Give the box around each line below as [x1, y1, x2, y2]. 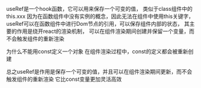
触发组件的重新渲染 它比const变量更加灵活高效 [6, 75, 122, 83]
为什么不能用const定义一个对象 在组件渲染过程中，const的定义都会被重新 [6, 48, 188, 55]
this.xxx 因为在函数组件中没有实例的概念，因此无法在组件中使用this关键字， [6, 13, 194, 20]
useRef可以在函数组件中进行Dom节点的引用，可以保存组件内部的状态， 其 [6, 20, 190, 27]
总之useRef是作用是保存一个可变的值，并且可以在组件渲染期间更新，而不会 [6, 68, 193, 75]
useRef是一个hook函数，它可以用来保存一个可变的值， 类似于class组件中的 [6, 5, 193, 12]
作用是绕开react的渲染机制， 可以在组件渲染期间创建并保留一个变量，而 [16, 28, 194, 35]
